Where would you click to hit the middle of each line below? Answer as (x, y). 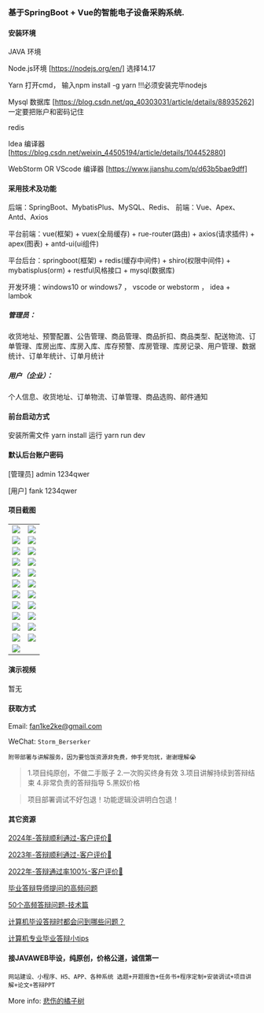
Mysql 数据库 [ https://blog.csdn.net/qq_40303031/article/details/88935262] (131, 102)
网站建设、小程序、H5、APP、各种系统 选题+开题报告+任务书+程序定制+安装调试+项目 (127, 977)
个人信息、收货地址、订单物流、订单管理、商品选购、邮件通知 (108, 397)
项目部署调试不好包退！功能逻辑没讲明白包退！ (103, 800)
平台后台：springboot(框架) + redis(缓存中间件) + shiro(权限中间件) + (119, 261)
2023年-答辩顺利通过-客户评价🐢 (60, 855)
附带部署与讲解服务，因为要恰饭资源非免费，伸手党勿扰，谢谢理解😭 (102, 758)
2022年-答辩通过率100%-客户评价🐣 (66, 871)
